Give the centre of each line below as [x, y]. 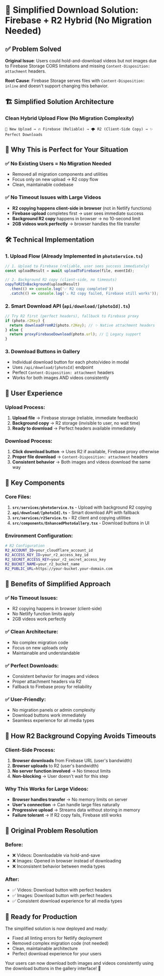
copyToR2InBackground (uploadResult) [42, 284]
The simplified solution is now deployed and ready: [57, 928]
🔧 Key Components [35, 483]
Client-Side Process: [30, 750]
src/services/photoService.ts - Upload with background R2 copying [82, 508]
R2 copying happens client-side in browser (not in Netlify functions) [82, 208]
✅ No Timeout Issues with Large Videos [53, 197]
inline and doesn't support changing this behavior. [57, 86]
